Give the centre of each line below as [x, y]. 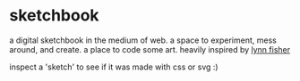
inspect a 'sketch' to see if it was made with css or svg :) [114, 67]
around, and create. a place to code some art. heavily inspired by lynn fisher [150, 49]
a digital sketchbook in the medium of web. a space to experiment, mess [143, 40]
